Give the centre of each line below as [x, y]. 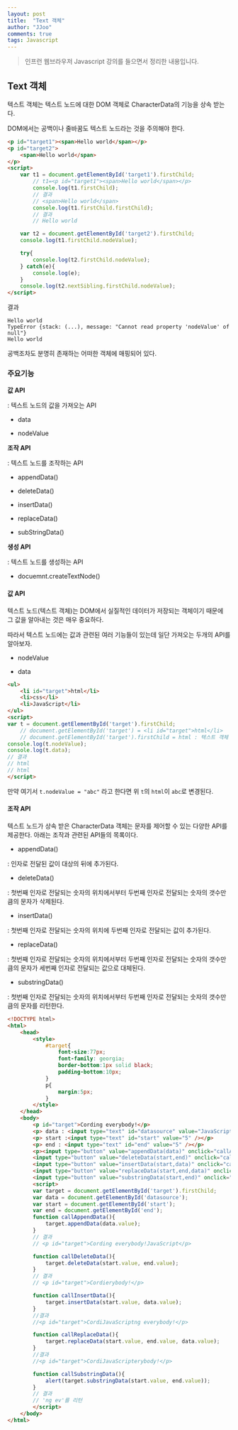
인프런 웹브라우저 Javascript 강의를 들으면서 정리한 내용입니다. [112, 62]
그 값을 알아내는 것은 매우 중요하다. [56, 619]
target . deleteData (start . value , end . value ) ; [112, 1263]
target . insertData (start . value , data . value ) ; [113, 1302]
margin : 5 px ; [75, 1092]
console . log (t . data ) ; [39, 751]
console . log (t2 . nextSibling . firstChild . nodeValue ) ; [98, 286]
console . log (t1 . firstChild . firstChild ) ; [93, 208]
